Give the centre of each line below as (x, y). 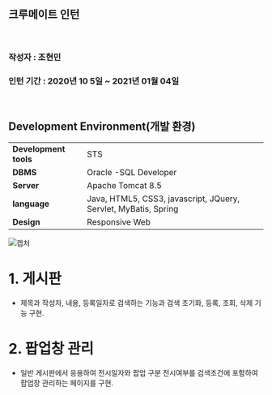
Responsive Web (119, 221)
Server (26, 185)
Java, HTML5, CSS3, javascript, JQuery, (164, 199)
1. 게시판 (35, 279)
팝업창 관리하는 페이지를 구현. (67, 383)
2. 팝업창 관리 (51, 348)
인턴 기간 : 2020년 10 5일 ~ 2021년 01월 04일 (94, 81)
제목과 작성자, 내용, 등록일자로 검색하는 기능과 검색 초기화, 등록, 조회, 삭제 (136, 303)
